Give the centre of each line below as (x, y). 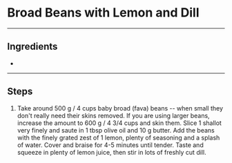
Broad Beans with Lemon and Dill (103, 13)
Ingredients (32, 47)
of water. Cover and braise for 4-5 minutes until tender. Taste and (110, 145)
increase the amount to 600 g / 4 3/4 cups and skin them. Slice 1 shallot (119, 123)
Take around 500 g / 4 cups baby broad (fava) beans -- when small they (120, 108)
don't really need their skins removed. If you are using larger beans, (113, 115)
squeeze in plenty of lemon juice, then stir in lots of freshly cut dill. (112, 152)
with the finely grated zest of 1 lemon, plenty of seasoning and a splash (118, 137)
